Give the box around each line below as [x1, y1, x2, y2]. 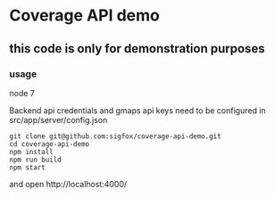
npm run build [9, 155, 62, 164]
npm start [9, 162, 46, 172]
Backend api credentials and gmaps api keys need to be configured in [9, 104, 266, 116]
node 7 [9, 87, 36, 98]
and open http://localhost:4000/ [9, 178, 128, 189]
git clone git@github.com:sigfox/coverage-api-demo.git [9, 131, 221, 141]
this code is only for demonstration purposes [9, 41, 265, 56]
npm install [9, 147, 54, 156]
